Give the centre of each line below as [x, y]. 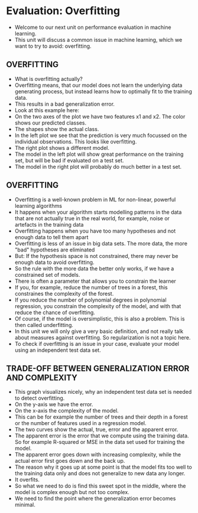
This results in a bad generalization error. [65, 104]
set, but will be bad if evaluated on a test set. [69, 160]
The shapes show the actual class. [57, 129]
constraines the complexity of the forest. [64, 293]
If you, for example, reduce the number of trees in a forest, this [91, 287]
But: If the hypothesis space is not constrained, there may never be [96, 256]
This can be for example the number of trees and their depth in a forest [101, 417]
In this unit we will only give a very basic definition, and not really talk [99, 331]
